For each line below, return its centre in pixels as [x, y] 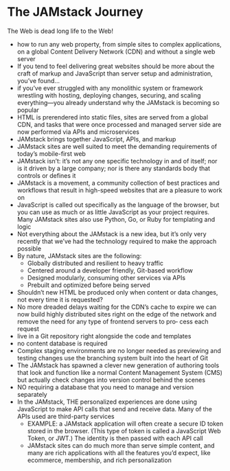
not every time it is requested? [60, 299]
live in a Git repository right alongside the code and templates [104, 336]
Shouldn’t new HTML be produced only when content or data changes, [117, 292]
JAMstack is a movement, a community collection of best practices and [118, 183]
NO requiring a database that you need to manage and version [105, 387]
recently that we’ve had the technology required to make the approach [117, 241]
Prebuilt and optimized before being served [89, 285]
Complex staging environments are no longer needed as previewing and [119, 350]
